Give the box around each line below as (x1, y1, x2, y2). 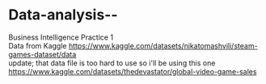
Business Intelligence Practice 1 (8, 32, 114, 42)
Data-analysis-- (8, 6, 119, 24)
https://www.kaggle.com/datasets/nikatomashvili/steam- (68, 40, 258, 50)
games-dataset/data (8, 49, 77, 59)
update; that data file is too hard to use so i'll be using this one (8, 58, 216, 68)
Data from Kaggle (8, 40, 67, 50)
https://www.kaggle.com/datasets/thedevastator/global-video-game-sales (8, 66, 257, 76)
